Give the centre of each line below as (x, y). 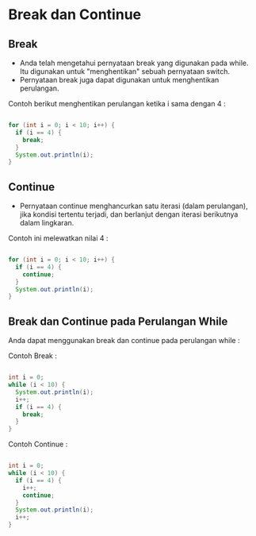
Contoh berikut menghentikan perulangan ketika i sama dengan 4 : (117, 104)
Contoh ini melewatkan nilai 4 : (58, 238)
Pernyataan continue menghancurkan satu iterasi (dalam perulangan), (134, 206)
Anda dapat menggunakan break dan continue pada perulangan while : (124, 341)
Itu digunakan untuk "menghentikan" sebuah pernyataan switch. (125, 71)
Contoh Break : (32, 356)
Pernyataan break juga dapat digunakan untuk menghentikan (119, 80)
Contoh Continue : (38, 444)
